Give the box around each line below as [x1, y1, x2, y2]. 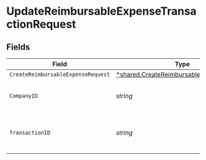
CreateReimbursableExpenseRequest [9, 71, 110, 78]
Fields [6, 42, 31, 52]
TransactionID [9, 129, 51, 136]
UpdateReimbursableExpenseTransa [6, 4, 197, 18]
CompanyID [9, 93, 38, 99]
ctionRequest [6, 17, 77, 31]
